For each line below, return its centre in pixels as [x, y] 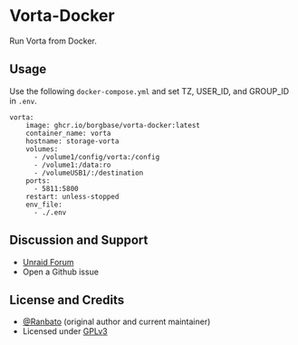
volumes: [42, 149]
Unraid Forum [48, 262]
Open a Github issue [61, 272]
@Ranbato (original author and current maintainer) [116, 321]
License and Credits [67, 300]
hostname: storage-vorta [72, 141]
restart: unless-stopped [72, 196]
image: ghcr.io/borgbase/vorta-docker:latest [113, 125]
